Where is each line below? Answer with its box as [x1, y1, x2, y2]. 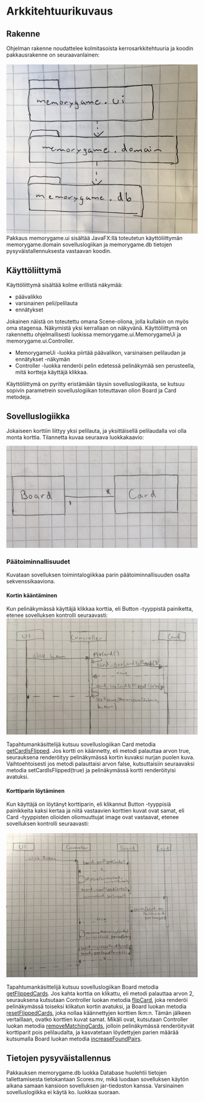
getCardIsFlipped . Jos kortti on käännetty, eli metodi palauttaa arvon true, [6, 747, 191, 755]
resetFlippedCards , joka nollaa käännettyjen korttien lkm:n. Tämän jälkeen [6, 1009, 191, 1017]
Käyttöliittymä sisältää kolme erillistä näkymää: [6, 282, 123, 289]
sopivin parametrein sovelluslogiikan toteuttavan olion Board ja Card [6, 387, 177, 394]
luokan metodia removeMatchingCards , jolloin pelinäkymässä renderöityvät [6, 1022, 195, 1029]
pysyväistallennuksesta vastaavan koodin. [6, 247, 112, 255]
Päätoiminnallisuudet [6, 557, 70, 566]
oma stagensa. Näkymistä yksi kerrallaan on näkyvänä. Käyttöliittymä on [6, 324, 188, 332]
